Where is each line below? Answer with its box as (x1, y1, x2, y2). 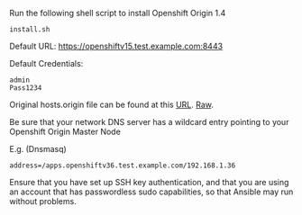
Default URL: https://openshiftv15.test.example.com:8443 (9, 40, 224, 51)
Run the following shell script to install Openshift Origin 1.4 (9, 8, 226, 18)
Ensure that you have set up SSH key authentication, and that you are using (9, 177, 289, 187)
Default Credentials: (9, 58, 84, 68)
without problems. (9, 196, 77, 206)
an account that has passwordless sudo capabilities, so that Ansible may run (9, 186, 294, 197)
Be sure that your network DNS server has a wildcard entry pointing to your (9, 117, 289, 127)
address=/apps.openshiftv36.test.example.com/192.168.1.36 (9, 161, 236, 170)
